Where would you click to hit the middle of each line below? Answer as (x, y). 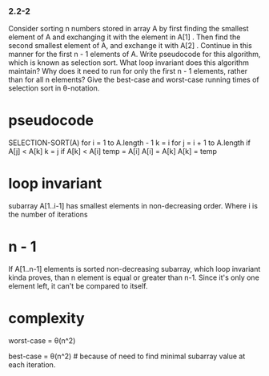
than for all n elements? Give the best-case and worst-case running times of (134, 80)
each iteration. (32, 365)
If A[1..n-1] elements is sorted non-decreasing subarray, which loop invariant (134, 269)
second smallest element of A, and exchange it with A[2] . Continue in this (130, 46)
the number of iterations (48, 215)
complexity (47, 319)
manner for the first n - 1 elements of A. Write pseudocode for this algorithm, (134, 55)
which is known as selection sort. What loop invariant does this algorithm (129, 63)
